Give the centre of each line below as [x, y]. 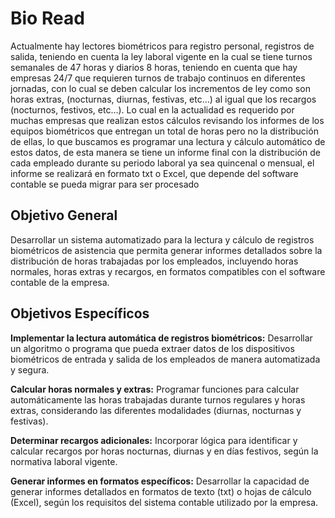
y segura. [30, 369]
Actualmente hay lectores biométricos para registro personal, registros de [162, 46]
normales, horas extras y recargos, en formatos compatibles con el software [168, 271]
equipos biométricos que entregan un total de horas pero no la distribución [164, 131]
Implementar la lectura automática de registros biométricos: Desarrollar [161, 338]
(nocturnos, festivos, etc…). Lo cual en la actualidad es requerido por [152, 109]
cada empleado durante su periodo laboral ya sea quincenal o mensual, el [162, 163]
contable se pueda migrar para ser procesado [105, 184]
